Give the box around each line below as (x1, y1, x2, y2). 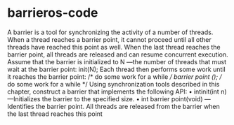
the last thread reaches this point (7, 110, 103, 118)
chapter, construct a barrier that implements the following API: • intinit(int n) (7, 87, 227, 96)
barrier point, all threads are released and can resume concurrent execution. (7, 50, 228, 59)
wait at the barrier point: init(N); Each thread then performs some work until (7, 65, 226, 73)
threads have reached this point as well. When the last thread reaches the (7, 43, 221, 51)
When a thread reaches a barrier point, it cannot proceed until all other (7, 35, 212, 43)
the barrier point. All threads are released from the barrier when (35, 102, 220, 110)
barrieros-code (7, 5, 98, 21)
